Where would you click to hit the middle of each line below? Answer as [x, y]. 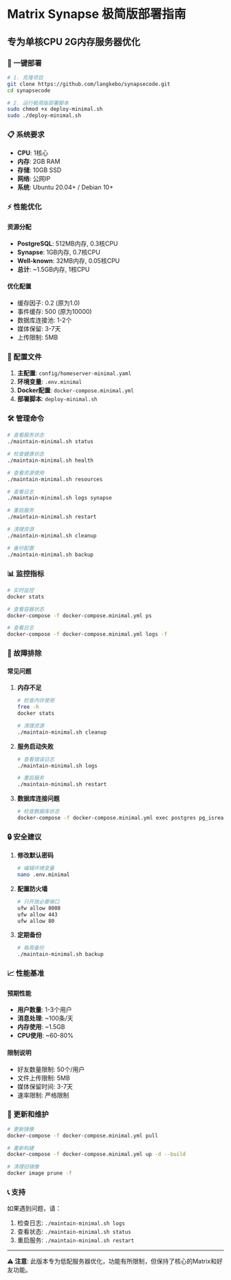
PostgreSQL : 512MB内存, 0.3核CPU [67, 243]
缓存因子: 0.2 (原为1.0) [48, 303]
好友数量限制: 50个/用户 [51, 1069]
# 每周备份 [31, 948]
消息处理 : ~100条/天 [45, 1018]
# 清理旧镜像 [23, 1167]
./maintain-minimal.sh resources [55, 479]
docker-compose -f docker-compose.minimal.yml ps [80, 616]
